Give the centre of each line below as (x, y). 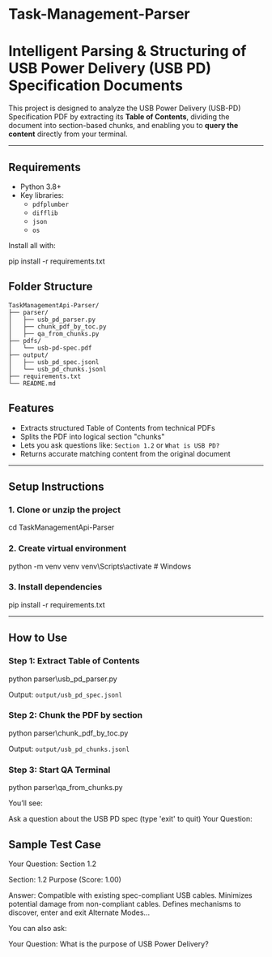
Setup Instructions (56, 486)
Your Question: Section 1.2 (53, 864)
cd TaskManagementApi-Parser (62, 527)
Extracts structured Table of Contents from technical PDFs (118, 427)
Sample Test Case (55, 844)
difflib (45, 213)
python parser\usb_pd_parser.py (63, 679)
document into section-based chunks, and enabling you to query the (123, 126)
